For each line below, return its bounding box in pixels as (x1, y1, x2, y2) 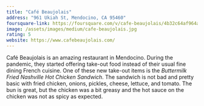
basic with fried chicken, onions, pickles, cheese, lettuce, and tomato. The (6, 80, 192, 87)
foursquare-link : (6, 20, 50, 26)
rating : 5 (6, 32, 32, 38)
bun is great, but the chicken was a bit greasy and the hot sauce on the (6, 87, 184, 93)
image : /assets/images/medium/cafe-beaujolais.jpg (6, 26, 137, 32)
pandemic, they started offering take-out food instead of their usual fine (6, 60, 186, 68)
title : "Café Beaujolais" (6, 9, 72, 15)
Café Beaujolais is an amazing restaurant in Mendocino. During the (6, 54, 173, 61)
